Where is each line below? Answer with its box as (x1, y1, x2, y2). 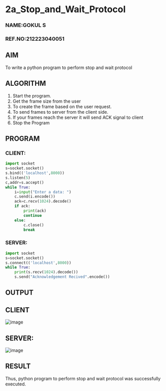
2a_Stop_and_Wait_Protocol (5, 4, 126, 15)
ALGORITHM (5, 79, 46, 88)
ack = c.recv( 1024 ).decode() (14, 199, 72, 204)
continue (23, 213, 42, 218)
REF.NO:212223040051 (5, 36, 64, 43)
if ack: (14, 204, 30, 209)
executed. (5, 381, 26, 387)
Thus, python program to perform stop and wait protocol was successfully (5, 375, 161, 381)
